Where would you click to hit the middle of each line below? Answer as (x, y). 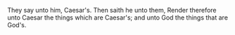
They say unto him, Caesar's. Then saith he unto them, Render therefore (112, 10)
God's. (17, 25)
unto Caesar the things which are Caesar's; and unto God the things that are (118, 17)
